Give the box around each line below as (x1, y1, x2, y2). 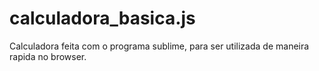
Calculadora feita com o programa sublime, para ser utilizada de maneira (9, 40, 310, 52)
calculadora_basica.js (9, 7, 196, 30)
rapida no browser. (9, 50, 87, 62)
